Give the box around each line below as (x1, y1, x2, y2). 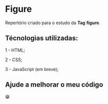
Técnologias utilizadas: (5, 34, 78, 42)
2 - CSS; (5, 57, 23, 63)
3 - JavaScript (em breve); (5, 66, 59, 72)
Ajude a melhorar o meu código (5, 80, 104, 89)
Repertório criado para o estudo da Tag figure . (5, 20, 101, 26)
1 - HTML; (5, 47, 26, 53)
